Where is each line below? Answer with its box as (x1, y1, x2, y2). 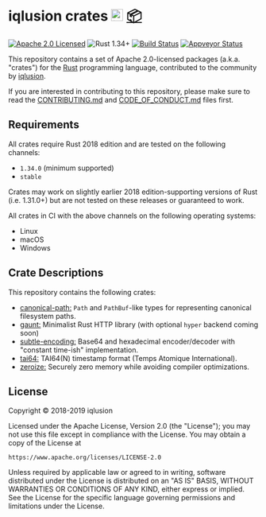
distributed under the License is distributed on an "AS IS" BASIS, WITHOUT (8, 476, 254, 486)
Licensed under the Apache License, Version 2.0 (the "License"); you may (8, 422, 251, 431)
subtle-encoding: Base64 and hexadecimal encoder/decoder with (19, 336, 236, 346)
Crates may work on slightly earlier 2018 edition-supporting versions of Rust (8, 187, 258, 196)
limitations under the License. (8, 501, 105, 511)
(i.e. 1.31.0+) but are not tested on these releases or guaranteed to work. (8, 195, 245, 204)
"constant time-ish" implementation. (19, 344, 139, 355)
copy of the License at (8, 438, 82, 448)
